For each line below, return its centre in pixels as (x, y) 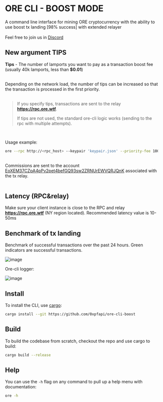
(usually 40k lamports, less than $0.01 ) (44, 69)
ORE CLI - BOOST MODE (54, 8)
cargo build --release (28, 355)
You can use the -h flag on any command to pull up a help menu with (74, 382)
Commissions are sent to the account (42, 165)
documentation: (21, 387)
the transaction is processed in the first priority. (53, 89)
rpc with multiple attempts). (44, 123)
